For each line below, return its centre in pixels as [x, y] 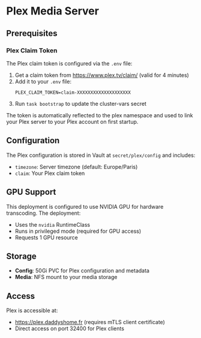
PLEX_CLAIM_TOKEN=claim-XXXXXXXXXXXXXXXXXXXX [73, 92]
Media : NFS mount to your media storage [66, 277]
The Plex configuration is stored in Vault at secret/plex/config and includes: [101, 155]
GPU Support [31, 192]
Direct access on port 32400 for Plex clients [70, 328]
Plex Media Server [52, 11]
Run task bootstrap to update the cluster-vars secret [81, 103]
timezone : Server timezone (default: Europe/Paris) [76, 167]
